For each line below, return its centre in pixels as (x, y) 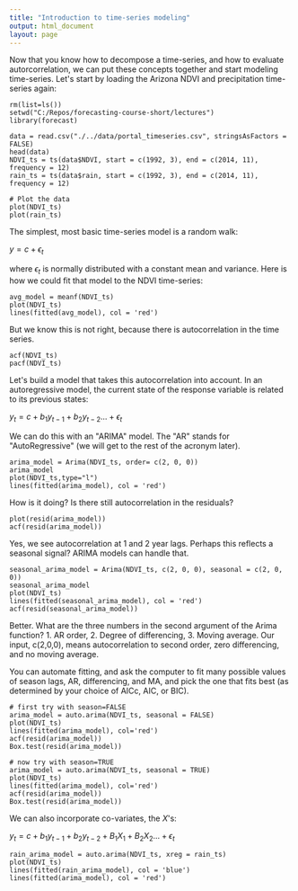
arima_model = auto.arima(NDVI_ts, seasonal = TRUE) (110, 770)
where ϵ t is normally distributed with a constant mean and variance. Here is (148, 270)
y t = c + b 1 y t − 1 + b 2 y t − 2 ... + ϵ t (66, 417)
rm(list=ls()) (36, 105)
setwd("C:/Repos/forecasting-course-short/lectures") (112, 113)
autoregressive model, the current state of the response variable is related (147, 389)
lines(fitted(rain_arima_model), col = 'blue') (100, 870)
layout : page (34, 34)
